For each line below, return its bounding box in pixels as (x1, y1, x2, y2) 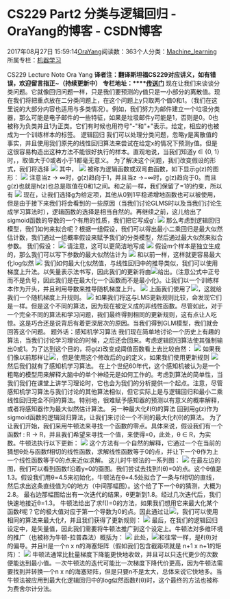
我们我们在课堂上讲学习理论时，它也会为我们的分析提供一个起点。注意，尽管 (7, 378, 223, 387)
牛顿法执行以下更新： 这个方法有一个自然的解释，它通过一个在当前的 (18, 439, 221, 447)
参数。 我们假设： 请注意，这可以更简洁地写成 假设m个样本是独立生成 (7, 241, 220, 250)
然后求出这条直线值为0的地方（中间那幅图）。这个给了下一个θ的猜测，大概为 (7, 481, 222, 490)
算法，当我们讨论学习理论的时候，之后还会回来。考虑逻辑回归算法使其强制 (7, 336, 217, 344)
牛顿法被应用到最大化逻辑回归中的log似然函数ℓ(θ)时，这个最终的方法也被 (7, 576, 213, 584)
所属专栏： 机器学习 (7, 56, 62, 64)
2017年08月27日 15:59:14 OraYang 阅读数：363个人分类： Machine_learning (7, 47, 217, 56)
